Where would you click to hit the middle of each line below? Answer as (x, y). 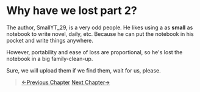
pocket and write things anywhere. (50, 40)
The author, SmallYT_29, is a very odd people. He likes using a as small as (100, 27)
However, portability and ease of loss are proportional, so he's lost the (95, 52)
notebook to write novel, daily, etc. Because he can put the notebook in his (100, 34)
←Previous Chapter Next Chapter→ (66, 82)
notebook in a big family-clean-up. (50, 58)
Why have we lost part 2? (72, 11)
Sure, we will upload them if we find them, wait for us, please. (84, 70)
